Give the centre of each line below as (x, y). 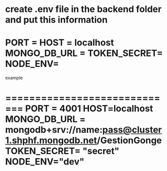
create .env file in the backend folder (83, 9)
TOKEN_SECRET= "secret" (62, 151)
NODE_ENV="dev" (45, 162)
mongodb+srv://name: (54, 130)
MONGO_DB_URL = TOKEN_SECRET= (84, 53)
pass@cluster (132, 130)
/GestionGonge (129, 140)
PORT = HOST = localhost (60, 43)
